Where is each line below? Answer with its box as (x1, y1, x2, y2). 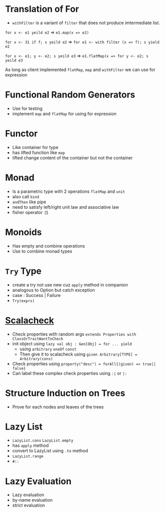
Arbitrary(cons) (19, 356, 53, 361)
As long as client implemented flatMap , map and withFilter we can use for (5, 67, 156, 73)
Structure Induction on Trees (5, 387, 126, 399)
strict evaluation (12, 502, 45, 509)
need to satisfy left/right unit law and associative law (12, 204, 119, 210)
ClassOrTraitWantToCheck (12, 336, 64, 341)
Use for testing (12, 105, 43, 111)
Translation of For (5, 3, 79, 15)
